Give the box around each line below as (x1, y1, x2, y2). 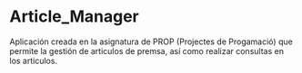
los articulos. (9, 55, 57, 66)
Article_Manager (9, 6, 139, 27)
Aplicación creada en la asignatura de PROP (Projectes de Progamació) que (9, 36, 293, 47)
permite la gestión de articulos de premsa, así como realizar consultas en (9, 45, 285, 56)
